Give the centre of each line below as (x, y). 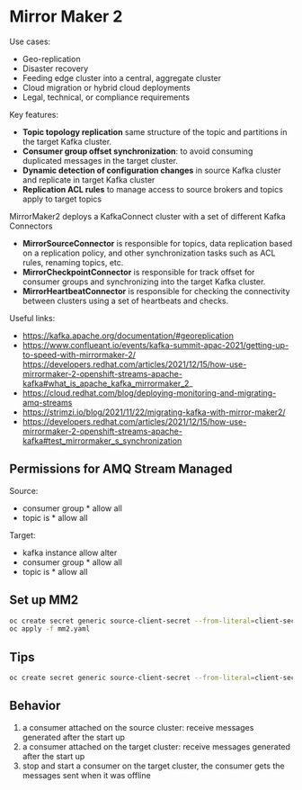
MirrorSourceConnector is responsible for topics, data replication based (157, 243)
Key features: (34, 114)
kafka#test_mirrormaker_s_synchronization (102, 440)
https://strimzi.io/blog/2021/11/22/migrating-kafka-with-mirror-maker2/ (154, 412)
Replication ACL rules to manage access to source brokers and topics (152, 189)
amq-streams (47, 402)
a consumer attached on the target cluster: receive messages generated (156, 746)
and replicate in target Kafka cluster (89, 180)
